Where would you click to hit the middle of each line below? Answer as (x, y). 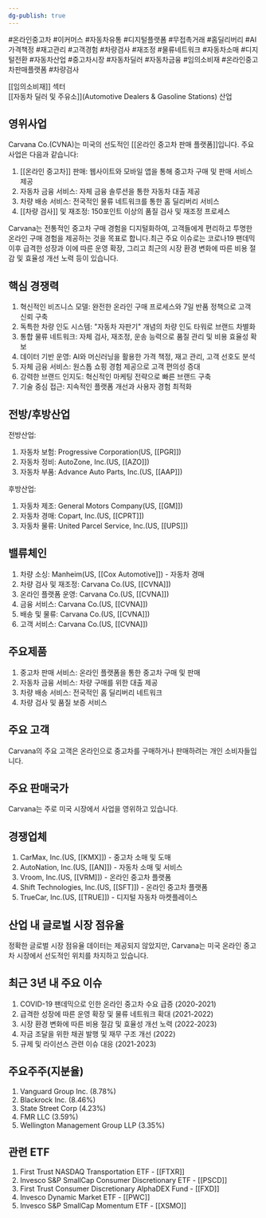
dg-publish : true (37, 16)
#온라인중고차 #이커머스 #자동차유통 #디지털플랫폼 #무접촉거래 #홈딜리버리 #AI (133, 39)
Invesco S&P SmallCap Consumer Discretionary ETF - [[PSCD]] (123, 1180)
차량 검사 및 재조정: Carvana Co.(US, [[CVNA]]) (95, 584)
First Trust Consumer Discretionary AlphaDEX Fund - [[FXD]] (119, 1189)
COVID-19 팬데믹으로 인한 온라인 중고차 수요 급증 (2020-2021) (118, 1004)
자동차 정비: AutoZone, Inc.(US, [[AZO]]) (84, 462)
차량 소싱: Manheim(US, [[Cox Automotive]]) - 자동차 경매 (112, 574)
